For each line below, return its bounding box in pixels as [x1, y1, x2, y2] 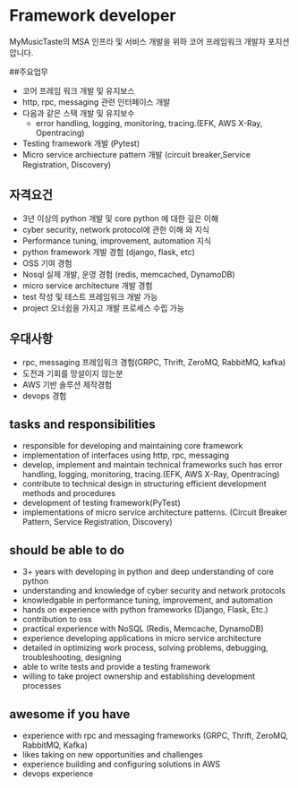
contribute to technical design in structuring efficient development [21, 478, 267, 489]
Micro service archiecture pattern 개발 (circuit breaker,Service [21, 149, 251, 159]
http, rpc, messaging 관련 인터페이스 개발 [21, 96, 171, 107]
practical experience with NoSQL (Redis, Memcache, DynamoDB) [21, 623, 264, 634]
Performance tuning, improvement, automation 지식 [21, 235, 212, 246]
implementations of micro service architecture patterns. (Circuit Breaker [21, 507, 288, 518]
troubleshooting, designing [21, 652, 123, 663]
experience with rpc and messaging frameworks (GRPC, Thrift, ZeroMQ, [21, 731, 289, 741]
